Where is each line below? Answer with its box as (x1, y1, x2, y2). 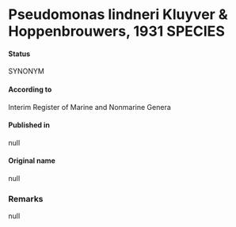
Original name (8, 156, 55, 165)
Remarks (8, 193, 44, 204)
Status (8, 49, 31, 59)
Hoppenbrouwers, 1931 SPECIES (8, 22, 226, 40)
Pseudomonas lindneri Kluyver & (8, 6, 228, 24)
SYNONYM (8, 66, 45, 76)
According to (8, 85, 52, 94)
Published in (8, 120, 50, 130)
